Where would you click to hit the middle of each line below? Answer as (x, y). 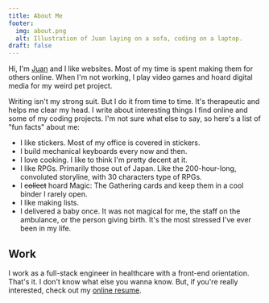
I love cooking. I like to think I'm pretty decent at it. (103, 160)
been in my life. (46, 228)
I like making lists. (49, 203)
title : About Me (35, 16)
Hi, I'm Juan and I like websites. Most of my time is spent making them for (131, 68)
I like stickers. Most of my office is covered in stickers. (110, 143)
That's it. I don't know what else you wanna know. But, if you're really (123, 281)
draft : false (30, 46)
